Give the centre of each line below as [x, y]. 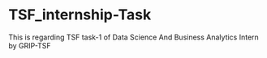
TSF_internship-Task [80, 15]
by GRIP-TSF [30, 45]
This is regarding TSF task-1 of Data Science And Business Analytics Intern [134, 37]
